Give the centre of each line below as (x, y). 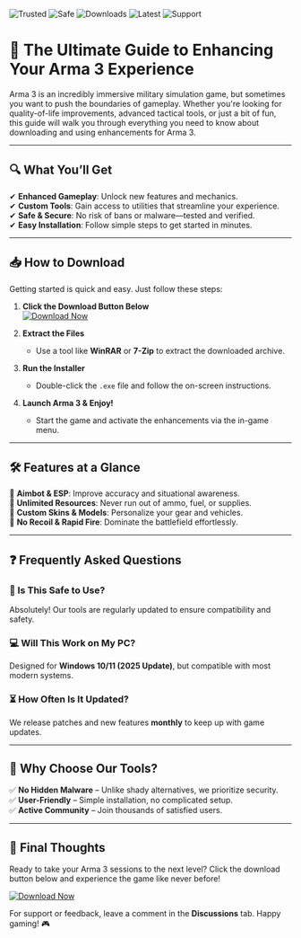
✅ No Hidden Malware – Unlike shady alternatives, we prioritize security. (144, 790)
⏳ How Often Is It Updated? (69, 699)
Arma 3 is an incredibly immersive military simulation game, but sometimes (147, 93)
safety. (22, 619)
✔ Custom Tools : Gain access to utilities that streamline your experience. (145, 206)
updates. (26, 731)
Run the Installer (53, 367)
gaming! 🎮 (30, 924)
